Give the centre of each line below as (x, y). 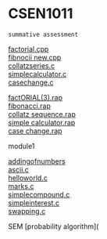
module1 (21, 146)
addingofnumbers (37, 161)
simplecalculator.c (37, 74)
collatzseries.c (32, 65)
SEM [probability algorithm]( (53, 226)
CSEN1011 (41, 14)
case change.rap (35, 131)
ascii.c (19, 169)
